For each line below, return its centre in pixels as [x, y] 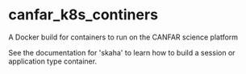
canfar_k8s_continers [83, 15]
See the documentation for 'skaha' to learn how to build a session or [122, 52]
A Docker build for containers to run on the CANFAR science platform [123, 37]
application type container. [53, 61]
